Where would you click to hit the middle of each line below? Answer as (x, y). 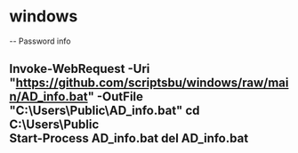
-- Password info (40, 41)
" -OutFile (116, 97)
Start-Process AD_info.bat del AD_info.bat (129, 138)
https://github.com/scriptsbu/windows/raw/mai (152, 83)
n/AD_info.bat (48, 97)
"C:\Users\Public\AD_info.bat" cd (105, 111)
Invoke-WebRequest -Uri (80, 69)
